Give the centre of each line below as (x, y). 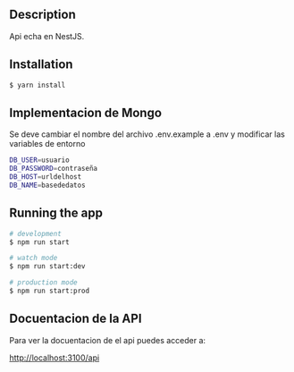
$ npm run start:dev (48, 266)
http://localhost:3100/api (55, 358)
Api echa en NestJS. (47, 36)
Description (42, 15)
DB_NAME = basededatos (48, 185)
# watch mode (34, 258)
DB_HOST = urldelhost (46, 177)
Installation (41, 65)
